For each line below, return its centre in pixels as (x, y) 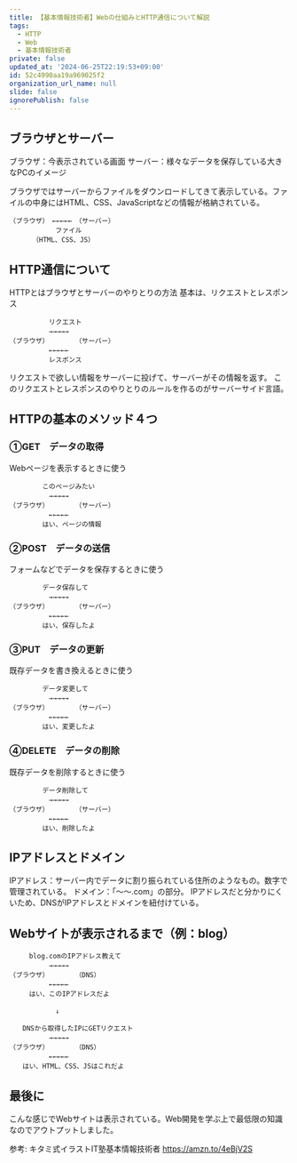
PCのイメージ (41, 172)
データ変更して (65, 689)
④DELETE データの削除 (65, 750)
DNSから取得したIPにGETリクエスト (78, 1029)
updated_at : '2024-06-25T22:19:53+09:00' (87, 68)
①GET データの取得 (57, 447)
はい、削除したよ (69, 828)
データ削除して (65, 790)
